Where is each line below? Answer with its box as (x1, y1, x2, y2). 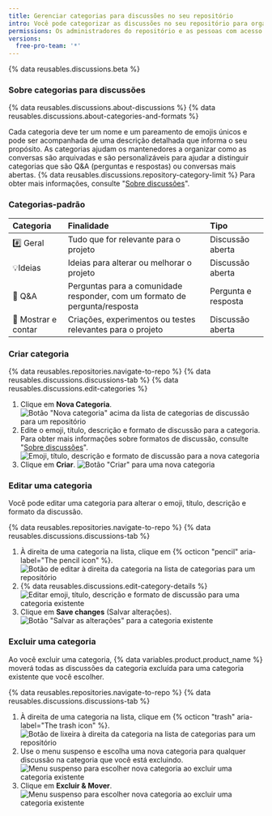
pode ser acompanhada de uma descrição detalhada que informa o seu (8, 135, 248, 146)
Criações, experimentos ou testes (67, 314, 196, 325)
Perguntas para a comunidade (67, 280, 183, 292)
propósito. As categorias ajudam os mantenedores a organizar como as (8, 144, 247, 154)
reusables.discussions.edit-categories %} (8, 384, 148, 394)
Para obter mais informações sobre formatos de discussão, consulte (19, 434, 249, 444)
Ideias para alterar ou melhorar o (67, 257, 193, 268)
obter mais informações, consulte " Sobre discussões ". (8, 179, 190, 189)
